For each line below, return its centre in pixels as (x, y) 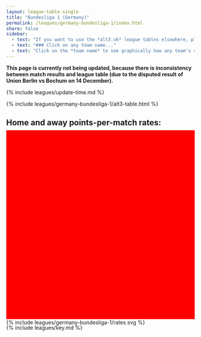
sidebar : (17, 34)
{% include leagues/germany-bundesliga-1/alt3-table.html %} (82, 104)
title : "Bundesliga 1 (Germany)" (48, 17)
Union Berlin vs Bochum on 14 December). (60, 80)
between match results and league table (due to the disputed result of (95, 74)
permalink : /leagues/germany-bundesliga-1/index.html (75, 23)
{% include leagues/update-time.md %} (55, 92)
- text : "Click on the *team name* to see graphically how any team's (101, 51)
